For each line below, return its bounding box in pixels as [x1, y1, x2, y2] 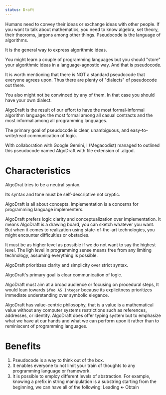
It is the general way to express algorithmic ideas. [5, 47, 107, 53]
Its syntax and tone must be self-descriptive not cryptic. [5, 191, 121, 197]
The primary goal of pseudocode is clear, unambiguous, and [5, 127, 130, 133]
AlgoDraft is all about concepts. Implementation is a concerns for [5, 201, 139, 207]
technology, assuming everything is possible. [5, 252, 98, 258]
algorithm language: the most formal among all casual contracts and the [5, 112, 153, 118]
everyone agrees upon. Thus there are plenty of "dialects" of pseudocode [5, 77, 157, 83]
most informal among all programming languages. [5, 117, 108, 123]
